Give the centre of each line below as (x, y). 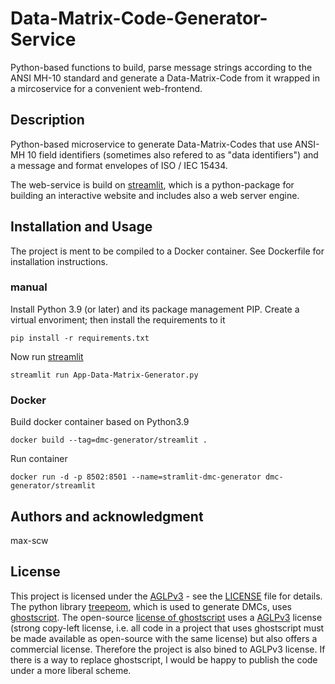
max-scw (29, 540)
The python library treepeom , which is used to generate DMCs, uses (151, 606)
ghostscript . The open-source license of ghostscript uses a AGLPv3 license (166, 617)
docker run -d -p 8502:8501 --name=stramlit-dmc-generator (136, 477)
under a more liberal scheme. (71, 670)
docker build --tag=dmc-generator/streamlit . (109, 440)
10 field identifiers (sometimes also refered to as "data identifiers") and (172, 154)
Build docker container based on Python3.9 (100, 422)
